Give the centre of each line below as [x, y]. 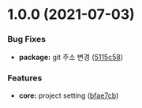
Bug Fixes [27, 39]
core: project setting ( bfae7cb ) [69, 95]
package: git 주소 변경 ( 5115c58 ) [71, 58]
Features [25, 78]
